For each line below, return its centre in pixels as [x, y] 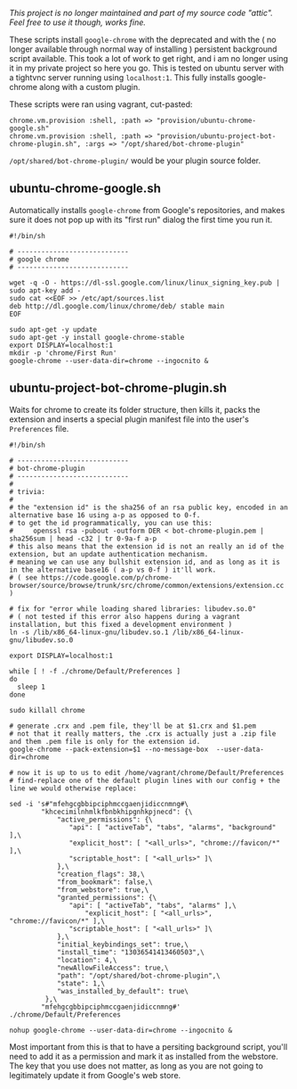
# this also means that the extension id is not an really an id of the [147, 546]
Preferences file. [39, 428]
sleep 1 [32, 687]
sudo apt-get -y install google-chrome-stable [97, 337]
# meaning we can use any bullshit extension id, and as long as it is [144, 562]
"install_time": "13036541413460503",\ [130, 952]
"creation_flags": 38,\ [100, 874]
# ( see [24, 577]
